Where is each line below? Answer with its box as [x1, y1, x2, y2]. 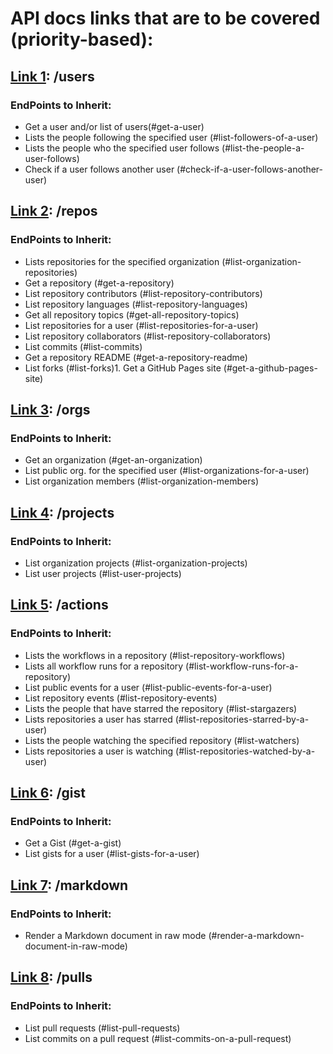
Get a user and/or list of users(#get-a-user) [24, 120, 205, 132]
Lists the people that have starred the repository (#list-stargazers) [24, 702, 298, 714]
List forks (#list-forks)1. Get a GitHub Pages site [24, 362, 222, 374]
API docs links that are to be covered [10, 7, 321, 30]
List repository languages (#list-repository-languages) [24, 298, 248, 310]
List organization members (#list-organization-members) [24, 475, 260, 487]
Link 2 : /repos [10, 203, 98, 220]
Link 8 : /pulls [10, 969, 93, 986]
